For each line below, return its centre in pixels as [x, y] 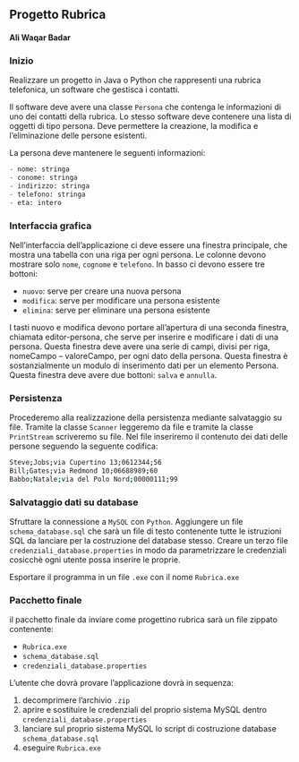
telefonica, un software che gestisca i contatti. [95, 90]
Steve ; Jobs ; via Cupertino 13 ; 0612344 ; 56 [86, 463]
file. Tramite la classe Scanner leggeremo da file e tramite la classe [131, 427]
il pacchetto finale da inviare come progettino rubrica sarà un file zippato [143, 620]
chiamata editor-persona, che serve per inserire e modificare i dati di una [144, 337]
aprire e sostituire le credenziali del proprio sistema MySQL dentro [144, 710]
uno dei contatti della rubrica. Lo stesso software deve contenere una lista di [150, 116]
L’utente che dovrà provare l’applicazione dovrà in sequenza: [122, 683]
